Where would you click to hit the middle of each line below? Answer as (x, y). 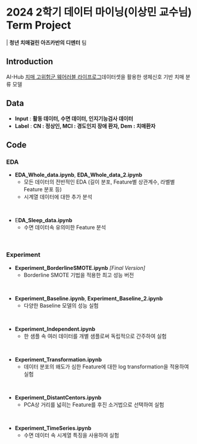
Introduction (30, 62)
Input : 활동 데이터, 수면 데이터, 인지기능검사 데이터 (74, 118)
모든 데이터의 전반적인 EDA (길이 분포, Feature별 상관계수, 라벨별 (99, 182)
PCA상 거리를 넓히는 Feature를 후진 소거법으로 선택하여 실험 (94, 404)
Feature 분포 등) (43, 190)
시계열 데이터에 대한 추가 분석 (58, 197)
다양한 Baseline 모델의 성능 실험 (61, 305)
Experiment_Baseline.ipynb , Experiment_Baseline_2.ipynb (89, 298)
